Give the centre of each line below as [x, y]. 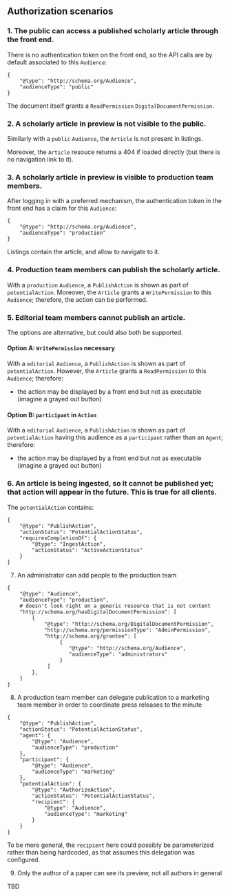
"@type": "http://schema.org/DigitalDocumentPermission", [129, 624]
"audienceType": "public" [57, 87]
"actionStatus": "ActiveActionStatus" [87, 550]
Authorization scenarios [60, 11]
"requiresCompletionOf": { [58, 538]
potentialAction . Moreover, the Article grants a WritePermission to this [109, 292]
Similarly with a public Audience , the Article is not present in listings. [105, 138]
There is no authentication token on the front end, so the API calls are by [110, 55]
